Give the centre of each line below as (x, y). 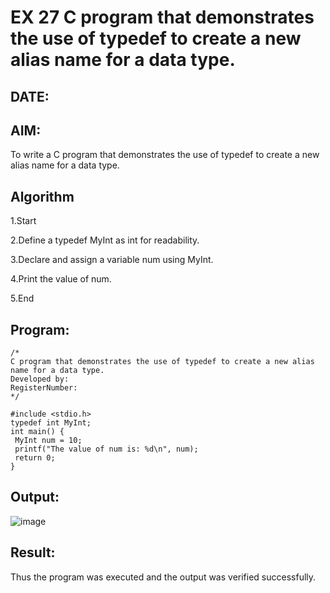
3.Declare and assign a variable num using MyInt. (112, 260)
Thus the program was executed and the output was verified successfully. (163, 577)
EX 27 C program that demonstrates (162, 17)
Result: (33, 552)
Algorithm (42, 196)
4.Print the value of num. (61, 279)
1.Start (23, 221)
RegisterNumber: (44, 388)
